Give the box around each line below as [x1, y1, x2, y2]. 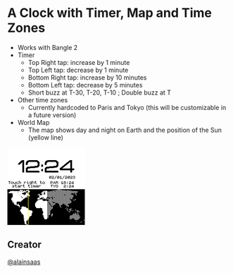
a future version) [27, 111, 77, 119]
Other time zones [17, 95, 68, 104]
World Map [17, 118, 50, 126]
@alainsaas [7, 257, 41, 266]
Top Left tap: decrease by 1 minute [27, 66, 129, 74]
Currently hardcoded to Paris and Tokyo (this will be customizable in [27, 103, 227, 111]
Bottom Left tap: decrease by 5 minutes [27, 80, 143, 89]
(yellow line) [27, 133, 63, 142]
